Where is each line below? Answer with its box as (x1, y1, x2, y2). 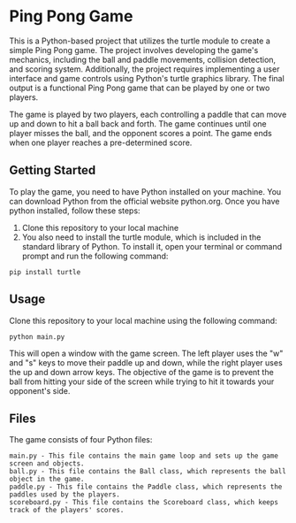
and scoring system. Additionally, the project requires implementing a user (9, 64, 280, 74)
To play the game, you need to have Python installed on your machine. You (9, 186, 282, 196)
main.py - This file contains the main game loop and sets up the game (9, 451, 278, 461)
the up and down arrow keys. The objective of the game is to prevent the (9, 366, 274, 377)
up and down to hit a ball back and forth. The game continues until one (9, 118, 267, 129)
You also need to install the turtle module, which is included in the (21, 232, 262, 242)
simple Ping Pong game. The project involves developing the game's (9, 44, 259, 55)
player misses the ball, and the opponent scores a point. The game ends (9, 127, 272, 138)
